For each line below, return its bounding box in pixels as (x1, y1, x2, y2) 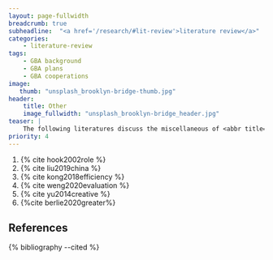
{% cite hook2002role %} (19, 155, 106, 164)
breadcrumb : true (8, 19, 67, 28)
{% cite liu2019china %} (19, 163, 102, 173)
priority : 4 (8, 132, 49, 140)
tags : (8, 49, 27, 58)
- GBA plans (23, 65, 63, 73)
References (8, 221, 68, 235)
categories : (8, 34, 49, 43)
